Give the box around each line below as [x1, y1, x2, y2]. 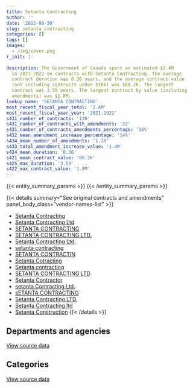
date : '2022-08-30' [6, 20, 55, 26]
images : [6, 43, 26, 49]
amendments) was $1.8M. [11, 93, 71, 99]
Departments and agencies [6, 326, 110, 336]
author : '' [6, 14, 34, 21]
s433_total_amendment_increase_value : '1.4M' [6, 143, 122, 150]
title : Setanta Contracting [6, 8, 77, 15]
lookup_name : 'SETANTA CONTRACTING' [6, 98, 98, 104]
